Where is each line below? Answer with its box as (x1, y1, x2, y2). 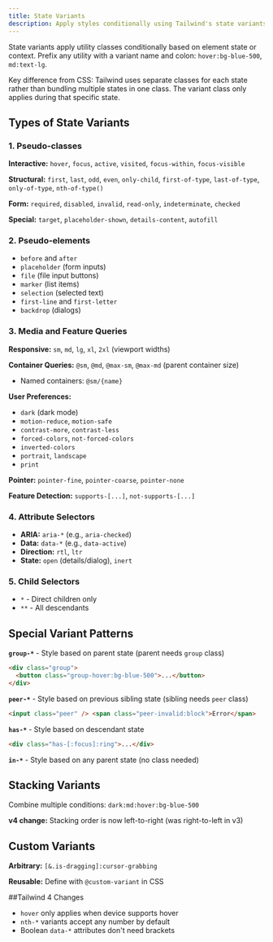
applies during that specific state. (8, 92, 120, 102)
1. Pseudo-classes (8, 140, 83, 151)
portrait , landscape (19, 450, 87, 460)
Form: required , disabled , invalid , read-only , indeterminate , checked (8, 199, 240, 208)
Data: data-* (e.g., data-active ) (19, 538, 128, 548)
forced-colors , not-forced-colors (19, 433, 134, 443)
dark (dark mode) (19, 407, 79, 417)
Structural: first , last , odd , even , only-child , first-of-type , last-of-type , (8, 174, 260, 184)
